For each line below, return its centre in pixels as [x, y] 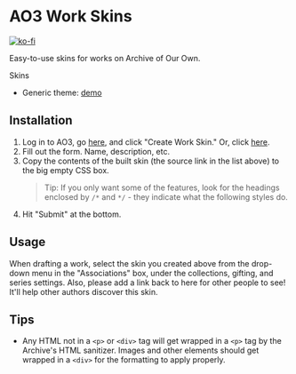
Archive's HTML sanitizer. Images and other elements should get [140, 350]
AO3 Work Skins [71, 16]
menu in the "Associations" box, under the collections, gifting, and [152, 273]
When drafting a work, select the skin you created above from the [130, 263]
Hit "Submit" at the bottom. [72, 214]
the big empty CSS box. [65, 170]
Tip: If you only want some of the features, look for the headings [162, 187]
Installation [41, 120]
